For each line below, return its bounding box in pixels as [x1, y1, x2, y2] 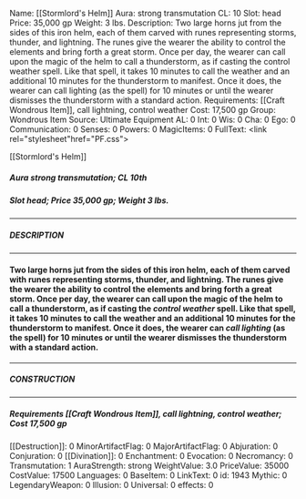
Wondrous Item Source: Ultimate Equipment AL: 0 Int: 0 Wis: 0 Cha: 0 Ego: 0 [9, 114, 296, 125]
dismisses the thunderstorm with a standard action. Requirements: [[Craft [9, 95, 285, 106]
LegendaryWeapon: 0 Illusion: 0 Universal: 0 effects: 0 [9, 480, 214, 491]
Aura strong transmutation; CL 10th [9, 172, 148, 183]
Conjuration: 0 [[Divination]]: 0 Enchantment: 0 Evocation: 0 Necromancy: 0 [9, 451, 294, 462]
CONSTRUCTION [9, 373, 76, 385]
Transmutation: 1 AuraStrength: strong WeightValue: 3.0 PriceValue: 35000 [9, 460, 290, 472]
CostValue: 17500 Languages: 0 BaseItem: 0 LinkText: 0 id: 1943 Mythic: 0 [9, 470, 288, 481]
